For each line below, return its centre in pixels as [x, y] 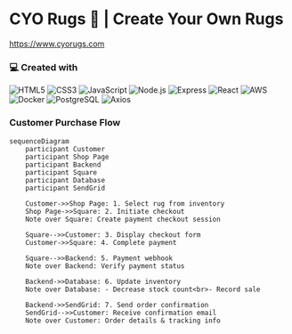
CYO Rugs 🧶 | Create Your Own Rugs [146, 19]
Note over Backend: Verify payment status [105, 266]
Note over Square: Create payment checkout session [123, 219]
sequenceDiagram [39, 141]
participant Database [65, 180]
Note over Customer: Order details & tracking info [123, 321]
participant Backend [63, 165]
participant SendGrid [65, 188]
